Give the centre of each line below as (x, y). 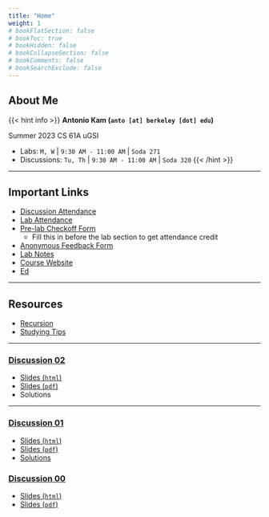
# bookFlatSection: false (51, 31)
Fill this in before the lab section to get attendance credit (125, 237)
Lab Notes (37, 254)
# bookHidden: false (43, 46)
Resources (36, 304)
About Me (33, 101)
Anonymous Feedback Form (66, 246)
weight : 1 (25, 23)
